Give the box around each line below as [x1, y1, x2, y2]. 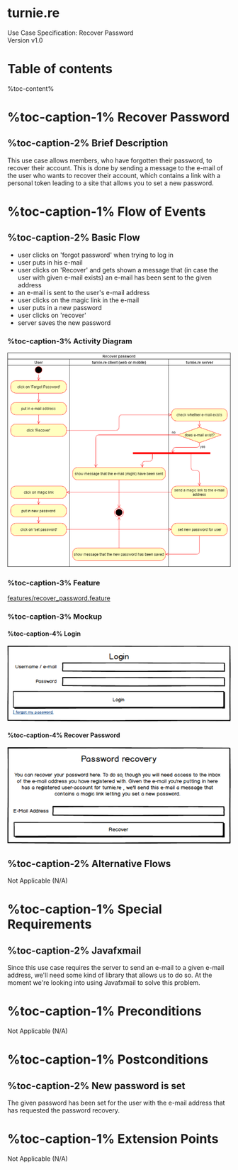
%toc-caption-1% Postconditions [7, 1052, 209, 1068]
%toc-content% [7, 84, 55, 93]
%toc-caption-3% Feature [7, 578, 101, 588]
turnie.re [7, 5, 60, 21]
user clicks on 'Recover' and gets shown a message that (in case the [17, 265, 219, 274]
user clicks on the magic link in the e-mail [17, 296, 140, 304]
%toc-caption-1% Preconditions [7, 1003, 202, 1020]
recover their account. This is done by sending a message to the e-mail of [7, 163, 223, 172]
